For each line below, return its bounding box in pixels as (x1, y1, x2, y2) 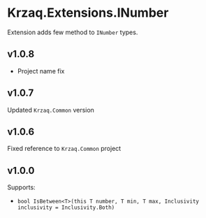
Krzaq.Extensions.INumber (7, 5, 169, 21)
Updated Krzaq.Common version (7, 106, 94, 114)
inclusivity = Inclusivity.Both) (17, 204, 115, 211)
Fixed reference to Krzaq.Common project (7, 145, 122, 153)
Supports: (7, 183, 36, 191)
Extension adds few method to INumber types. (7, 28, 138, 36)
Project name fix (17, 66, 65, 75)
